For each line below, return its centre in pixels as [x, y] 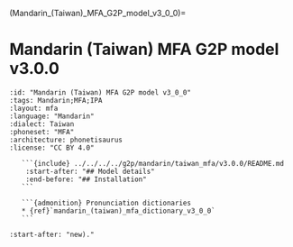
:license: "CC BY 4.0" [52, 148]
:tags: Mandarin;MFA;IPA [56, 100]
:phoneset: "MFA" [42, 132]
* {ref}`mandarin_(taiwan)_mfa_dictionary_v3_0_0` [119, 211]
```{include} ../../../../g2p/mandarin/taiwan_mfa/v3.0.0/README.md [152, 163]
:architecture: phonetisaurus [66, 140]
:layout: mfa [34, 108]
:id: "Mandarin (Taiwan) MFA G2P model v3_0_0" [101, 92]
